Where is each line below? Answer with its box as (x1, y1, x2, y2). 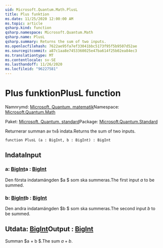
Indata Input (5, 151, 42, 160)
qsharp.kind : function (5, 26, 52, 30)
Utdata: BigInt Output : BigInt (5, 225, 94, 233)
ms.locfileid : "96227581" (5, 67, 58, 72)
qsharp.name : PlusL (5, 35, 45, 40)
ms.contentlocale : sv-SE (5, 57, 56, 62)
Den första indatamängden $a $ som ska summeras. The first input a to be (5, 177, 155, 183)
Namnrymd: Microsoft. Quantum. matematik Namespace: (5, 104, 119, 110)
